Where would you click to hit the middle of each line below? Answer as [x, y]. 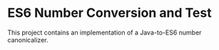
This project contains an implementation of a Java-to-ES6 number [105, 32]
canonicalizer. [28, 39]
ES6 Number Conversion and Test [109, 13]
